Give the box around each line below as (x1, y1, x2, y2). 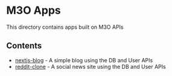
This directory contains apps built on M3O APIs (6, 23, 124, 31)
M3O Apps (6, 4, 62, 17)
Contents (6, 41, 42, 51)
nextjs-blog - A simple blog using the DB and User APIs (14, 56, 153, 63)
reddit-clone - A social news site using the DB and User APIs (14, 63, 166, 70)
